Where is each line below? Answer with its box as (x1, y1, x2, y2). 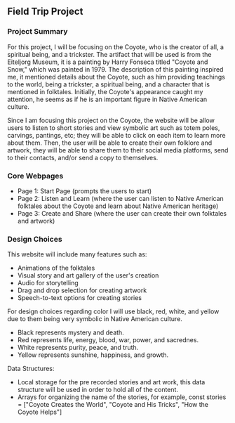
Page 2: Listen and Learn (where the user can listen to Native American (17, 194, 224, 202)
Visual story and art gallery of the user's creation (17, 271, 159, 280)
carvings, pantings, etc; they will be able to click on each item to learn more (7, 131, 226, 139)
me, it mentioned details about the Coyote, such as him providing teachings (7, 72, 226, 81)
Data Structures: (7, 365, 55, 373)
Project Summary (7, 27, 68, 37)
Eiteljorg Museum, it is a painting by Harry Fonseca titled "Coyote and (7, 58, 208, 66)
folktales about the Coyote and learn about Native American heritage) (17, 202, 219, 210)
